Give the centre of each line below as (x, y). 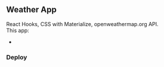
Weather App (31, 10)
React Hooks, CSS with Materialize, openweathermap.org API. (83, 24)
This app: (18, 30)
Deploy (17, 57)
